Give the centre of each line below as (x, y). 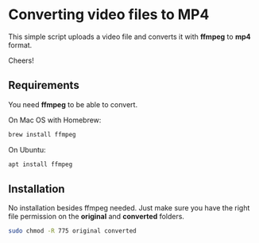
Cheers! (21, 60)
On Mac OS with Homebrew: (55, 120)
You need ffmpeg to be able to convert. (73, 104)
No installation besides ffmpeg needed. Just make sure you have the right (129, 208)
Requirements (44, 85)
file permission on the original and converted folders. (97, 217)
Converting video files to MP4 (109, 15)
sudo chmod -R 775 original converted (72, 231)
